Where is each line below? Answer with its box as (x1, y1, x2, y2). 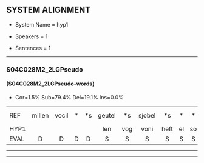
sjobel (138, 111, 156, 119)
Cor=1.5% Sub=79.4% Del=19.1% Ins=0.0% (15, 93, 124, 101)
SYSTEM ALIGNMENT (6, 5, 91, 15)
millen (32, 111, 49, 119)
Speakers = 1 (15, 33, 48, 40)
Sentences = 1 (15, 44, 51, 52)
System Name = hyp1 (15, 21, 69, 28)
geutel (98, 111, 117, 119)
